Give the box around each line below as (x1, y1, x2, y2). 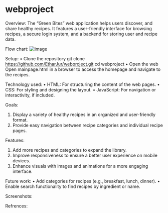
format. (12, 117, 28, 123)
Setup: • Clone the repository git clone (5, 55, 85, 61)
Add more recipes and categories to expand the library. (12, 147, 127, 153)
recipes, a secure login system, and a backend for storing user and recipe (5, 31, 158, 37)
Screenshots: (5, 193, 33, 199)
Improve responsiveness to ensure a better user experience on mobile (12, 152, 158, 158)
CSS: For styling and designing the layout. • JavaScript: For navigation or (5, 86, 156, 92)
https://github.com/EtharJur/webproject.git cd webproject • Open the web (5, 61, 159, 67)
